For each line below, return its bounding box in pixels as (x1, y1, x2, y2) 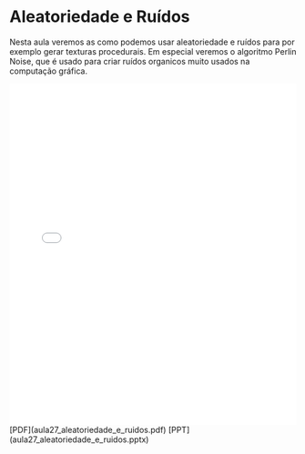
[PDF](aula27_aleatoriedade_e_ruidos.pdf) (9, 424, 167, 435)
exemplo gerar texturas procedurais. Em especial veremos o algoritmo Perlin (9, 45, 297, 56)
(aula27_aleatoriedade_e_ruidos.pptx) (9, 434, 149, 445)
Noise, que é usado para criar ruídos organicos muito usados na (9, 55, 250, 66)
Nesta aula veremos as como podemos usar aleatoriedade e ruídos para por (9, 36, 295, 47)
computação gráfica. (9, 66, 88, 76)
